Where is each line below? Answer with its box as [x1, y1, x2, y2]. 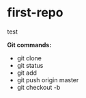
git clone [16, 53, 42, 62]
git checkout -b [16, 83, 61, 91]
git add [16, 69, 38, 77]
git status [16, 61, 44, 69]
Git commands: [7, 40, 52, 49]
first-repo [7, 5, 63, 21]
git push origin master [16, 75, 79, 84]
